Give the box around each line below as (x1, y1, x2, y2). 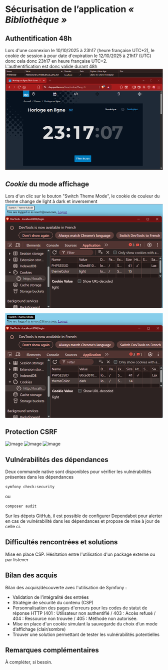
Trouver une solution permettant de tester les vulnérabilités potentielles (12, 631, 160, 637)
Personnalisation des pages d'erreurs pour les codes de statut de (12, 605, 147, 611)
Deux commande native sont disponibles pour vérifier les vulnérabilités (5, 469, 151, 475)
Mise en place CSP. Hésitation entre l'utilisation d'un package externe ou (5, 551, 155, 557)
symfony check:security (5, 485, 55, 490)
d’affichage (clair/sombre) (12, 626, 66, 632)
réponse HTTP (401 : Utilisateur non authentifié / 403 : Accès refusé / (12, 610, 156, 616)
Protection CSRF (5, 427, 57, 436)
